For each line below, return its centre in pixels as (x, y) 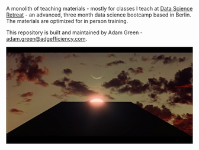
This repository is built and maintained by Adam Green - (75, 32)
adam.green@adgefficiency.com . (47, 39)
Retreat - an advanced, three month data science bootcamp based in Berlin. (99, 15)
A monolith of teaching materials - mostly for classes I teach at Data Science (99, 9)
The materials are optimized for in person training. (67, 21)
